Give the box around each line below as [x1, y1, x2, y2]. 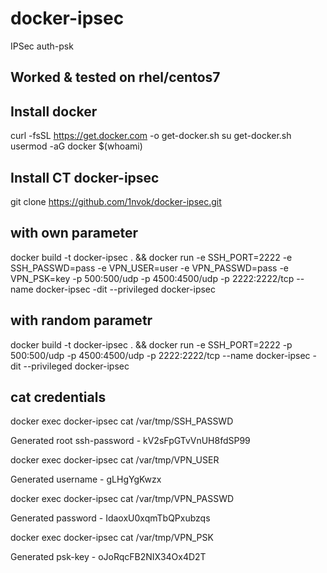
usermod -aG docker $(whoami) [10, 140, 143, 152]
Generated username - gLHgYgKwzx [10, 473, 162, 486]
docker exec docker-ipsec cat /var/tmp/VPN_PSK [10, 532, 214, 544]
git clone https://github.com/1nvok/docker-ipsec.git [10, 195, 222, 207]
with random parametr [10, 312, 153, 329]
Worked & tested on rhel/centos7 [10, 69, 221, 86]
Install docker [10, 103, 98, 120]
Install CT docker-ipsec [10, 169, 160, 186]
